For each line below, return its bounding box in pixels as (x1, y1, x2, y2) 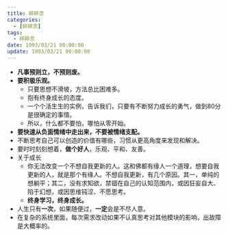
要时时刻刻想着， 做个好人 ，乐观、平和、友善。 (16, 144, 149, 153)
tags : (7, 29, 23, 36)
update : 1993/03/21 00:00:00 (7, 49, 90, 55)
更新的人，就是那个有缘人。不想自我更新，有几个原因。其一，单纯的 (27, 170, 220, 179)
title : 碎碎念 (7, 10, 45, 17)
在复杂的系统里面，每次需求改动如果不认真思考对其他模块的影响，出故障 (16, 213, 221, 221)
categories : (7, 16, 41, 23)
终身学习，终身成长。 (27, 196, 88, 204)
